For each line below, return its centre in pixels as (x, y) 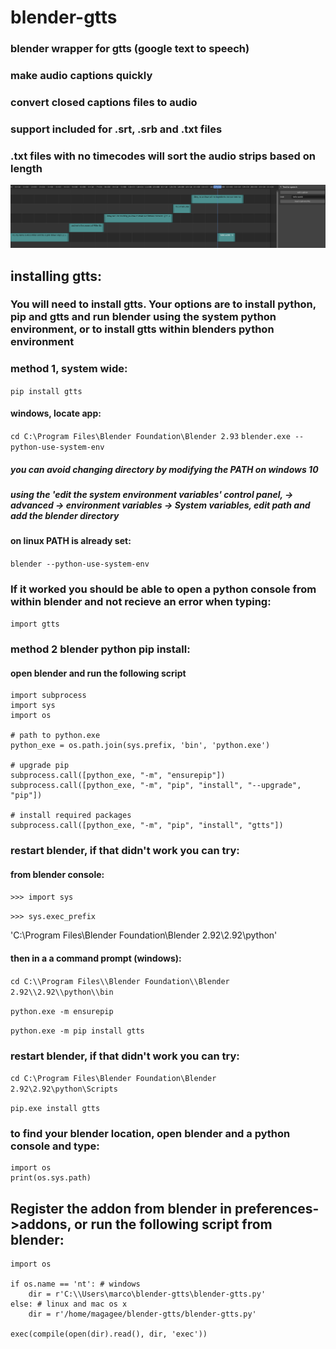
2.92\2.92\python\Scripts (64, 1089)
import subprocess (48, 696)
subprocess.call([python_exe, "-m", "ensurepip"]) (118, 776)
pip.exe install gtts (55, 1108)
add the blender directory (65, 515)
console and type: (55, 1146)
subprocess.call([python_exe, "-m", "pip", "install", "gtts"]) (147, 826)
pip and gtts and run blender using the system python (143, 317)
